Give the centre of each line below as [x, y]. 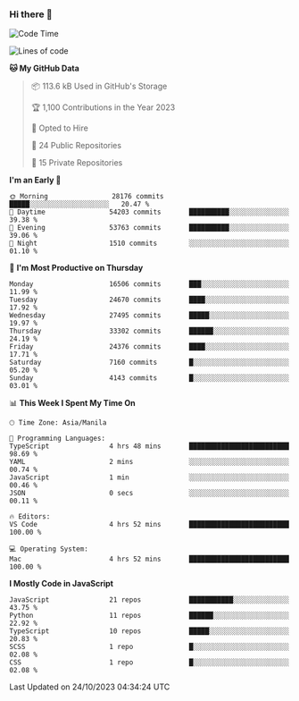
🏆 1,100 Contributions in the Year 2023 [103, 107]
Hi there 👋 [31, 14]
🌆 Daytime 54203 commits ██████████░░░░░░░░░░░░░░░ [149, 212]
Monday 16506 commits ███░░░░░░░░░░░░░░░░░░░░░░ [149, 284]
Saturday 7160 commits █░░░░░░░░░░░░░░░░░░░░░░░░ [149, 363]
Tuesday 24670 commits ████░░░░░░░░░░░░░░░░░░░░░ [149, 300]
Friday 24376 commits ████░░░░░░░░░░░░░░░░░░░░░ [149, 347]
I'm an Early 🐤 [35, 180]
